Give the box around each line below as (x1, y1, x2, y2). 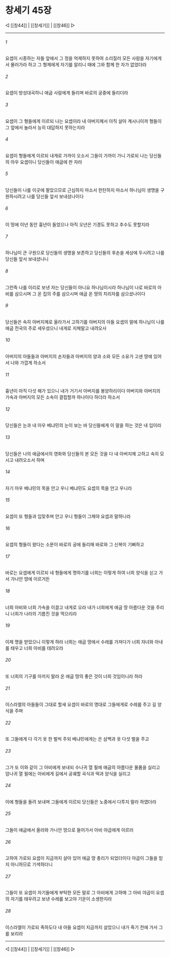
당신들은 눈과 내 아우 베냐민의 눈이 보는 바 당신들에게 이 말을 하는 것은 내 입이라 (5, 422, 162, 428)
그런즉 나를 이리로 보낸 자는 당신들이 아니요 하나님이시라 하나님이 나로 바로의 (5, 284, 157, 290)
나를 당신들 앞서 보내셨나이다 (27, 193, 84, 199)
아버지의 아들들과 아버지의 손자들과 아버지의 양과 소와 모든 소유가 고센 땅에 (5, 353, 153, 359)
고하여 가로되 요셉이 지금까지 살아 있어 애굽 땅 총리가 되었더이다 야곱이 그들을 (5, 855, 158, 861)
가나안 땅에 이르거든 (10, 576, 50, 582)
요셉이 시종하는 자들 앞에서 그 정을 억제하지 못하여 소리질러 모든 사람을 (5, 55, 144, 61)
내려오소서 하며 (14, 457, 45, 463)
